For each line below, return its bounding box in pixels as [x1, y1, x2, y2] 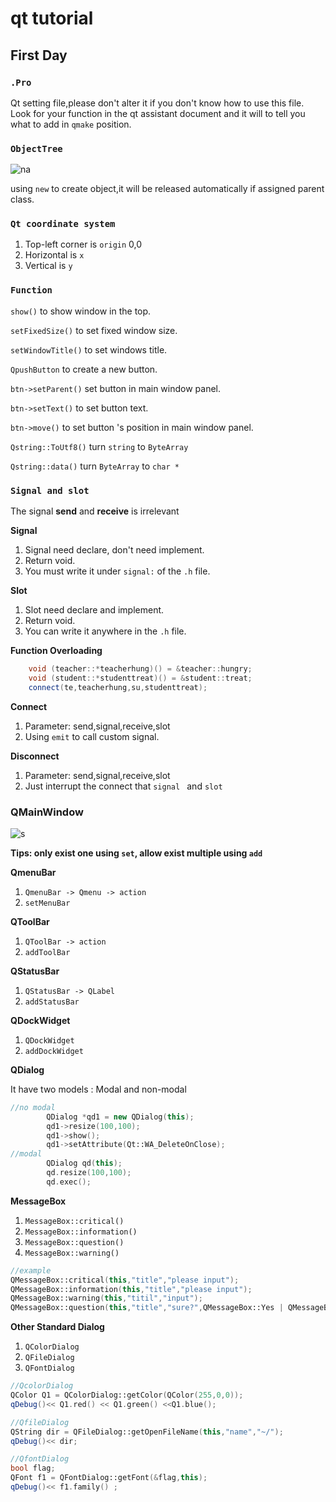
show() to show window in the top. [10, 305, 152, 317]
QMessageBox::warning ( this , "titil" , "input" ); [10, 1293, 203, 1304]
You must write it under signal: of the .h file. [24, 565, 211, 577]
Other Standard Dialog [10, 1321, 105, 1333]
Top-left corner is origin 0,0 [24, 238, 143, 251]
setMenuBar [24, 898, 71, 908]
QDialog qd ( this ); [46, 1158, 123, 1169]
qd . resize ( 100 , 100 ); [46, 1168, 132, 1178]
